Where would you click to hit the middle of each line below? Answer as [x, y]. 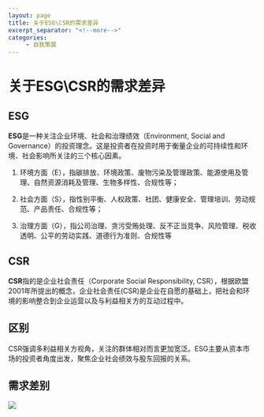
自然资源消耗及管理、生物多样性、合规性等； [106, 182]
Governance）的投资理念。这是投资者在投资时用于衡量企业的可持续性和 [125, 146]
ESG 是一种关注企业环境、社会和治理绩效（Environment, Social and [117, 136]
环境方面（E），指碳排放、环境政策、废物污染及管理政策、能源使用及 [130, 173]
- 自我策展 [41, 45]
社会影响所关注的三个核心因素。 [74, 156]
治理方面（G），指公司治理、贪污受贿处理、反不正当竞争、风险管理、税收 [138, 226]
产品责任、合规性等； [68, 209]
